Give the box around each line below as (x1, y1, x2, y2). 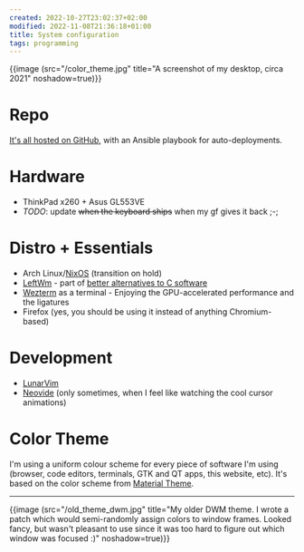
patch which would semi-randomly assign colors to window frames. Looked (9, 513, 292, 524)
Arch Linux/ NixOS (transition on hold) (22, 268, 163, 279)
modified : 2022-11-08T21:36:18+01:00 (9, 22, 152, 31)
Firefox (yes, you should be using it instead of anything (22, 306, 228, 317)
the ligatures (22, 296, 70, 308)
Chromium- (229, 306, 272, 317)
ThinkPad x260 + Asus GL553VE (22, 197, 145, 208)
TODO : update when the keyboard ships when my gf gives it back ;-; (22, 206, 279, 218)
